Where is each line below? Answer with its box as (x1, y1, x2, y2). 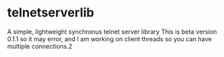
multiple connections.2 (7, 42, 73, 50)
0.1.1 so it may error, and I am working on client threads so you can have (7, 34, 212, 43)
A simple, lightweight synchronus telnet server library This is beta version (7, 27, 217, 36)
